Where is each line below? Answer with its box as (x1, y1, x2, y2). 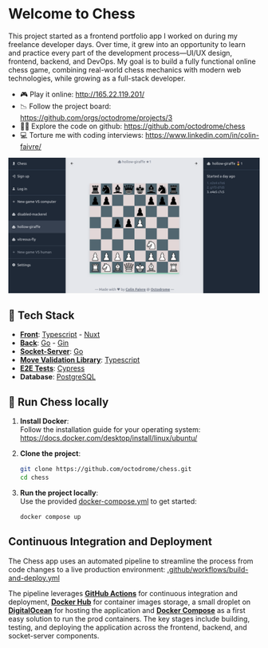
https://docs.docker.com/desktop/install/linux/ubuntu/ (19, 434, 198, 443)
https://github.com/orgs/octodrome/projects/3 (19, 112, 173, 122)
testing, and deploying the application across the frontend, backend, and (8, 622, 247, 632)
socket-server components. (8, 630, 100, 640)
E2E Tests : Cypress (19, 363, 85, 373)
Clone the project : (19, 449, 81, 458)
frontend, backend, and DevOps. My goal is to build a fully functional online (8, 57, 257, 66)
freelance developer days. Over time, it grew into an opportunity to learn (8, 39, 246, 49)
